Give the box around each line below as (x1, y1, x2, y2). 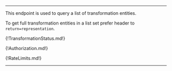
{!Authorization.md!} (5, 45, 49, 51)
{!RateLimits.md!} (5, 55, 42, 61)
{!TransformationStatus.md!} (5, 35, 66, 41)
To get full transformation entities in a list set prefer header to (5, 20, 135, 26)
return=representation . (5, 26, 55, 31)
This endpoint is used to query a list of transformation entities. (5, 10, 137, 16)
